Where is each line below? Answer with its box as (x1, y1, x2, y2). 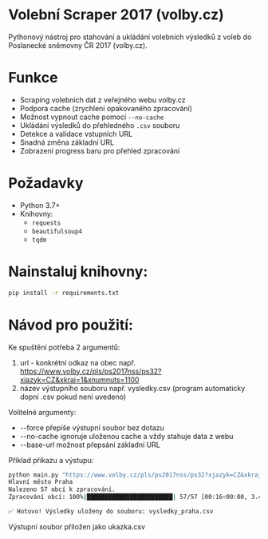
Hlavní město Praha (8, 478, 73, 486)
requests (31, 218, 61, 227)
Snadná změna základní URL (19, 138, 114, 147)
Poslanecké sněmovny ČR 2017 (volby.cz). (8, 40, 148, 50)
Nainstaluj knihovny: (8, 262, 148, 281)
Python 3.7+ (19, 200, 61, 210)
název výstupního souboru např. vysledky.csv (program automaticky (19, 383, 246, 393)
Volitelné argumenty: (8, 407, 77, 417)
